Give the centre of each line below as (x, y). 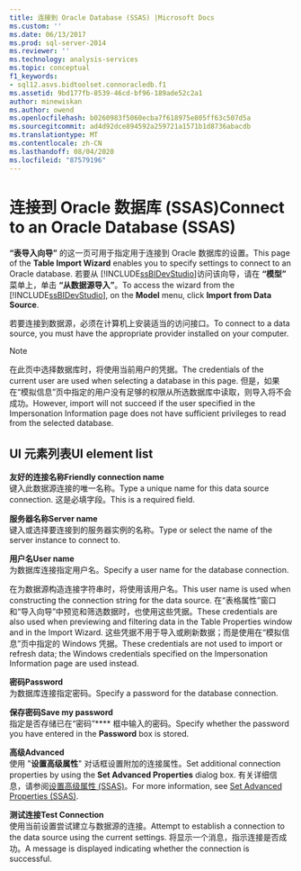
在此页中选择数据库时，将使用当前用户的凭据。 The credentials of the (137, 369)
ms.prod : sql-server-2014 (58, 43)
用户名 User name (42, 558)
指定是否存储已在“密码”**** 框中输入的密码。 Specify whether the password (150, 724)
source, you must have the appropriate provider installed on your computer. (149, 333)
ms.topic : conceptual (50, 68)
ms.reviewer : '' (40, 51)
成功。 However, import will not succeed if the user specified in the (133, 404)
